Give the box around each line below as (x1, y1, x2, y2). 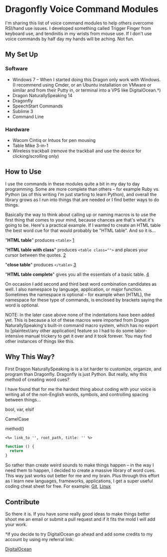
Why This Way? (5, 352, 55, 361)
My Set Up (5, 50, 38, 59)
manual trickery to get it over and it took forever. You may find (24, 333, 152, 339)
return (9, 448, 23, 453)
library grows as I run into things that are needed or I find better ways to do (5, 197, 160, 203)
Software (5, 65, 28, 72)
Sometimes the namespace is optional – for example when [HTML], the (5, 291, 151, 297)
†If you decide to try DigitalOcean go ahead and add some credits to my (5, 531, 153, 537)
